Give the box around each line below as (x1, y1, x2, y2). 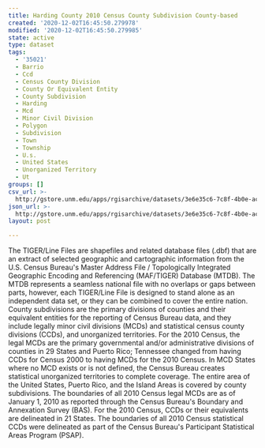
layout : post (8, 217, 51, 225)
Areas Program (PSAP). (8, 431, 84, 440)
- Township (15, 144, 51, 152)
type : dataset (8, 41, 55, 49)
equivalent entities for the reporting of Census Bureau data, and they (8, 313, 232, 322)
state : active (8, 33, 55, 42)
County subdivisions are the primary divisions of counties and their (8, 305, 226, 314)
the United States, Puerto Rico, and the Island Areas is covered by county (8, 380, 247, 390)
